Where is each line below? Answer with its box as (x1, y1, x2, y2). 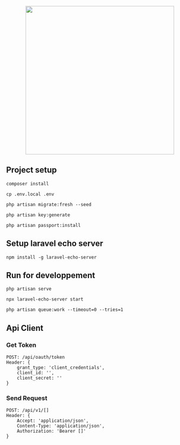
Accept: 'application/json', (17, 418, 89, 424)
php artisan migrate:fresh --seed (6, 201, 92, 207)
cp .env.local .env (6, 191, 55, 197)
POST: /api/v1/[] (6, 408, 49, 414)
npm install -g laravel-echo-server (6, 254, 97, 260)
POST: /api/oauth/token (6, 354, 65, 361)
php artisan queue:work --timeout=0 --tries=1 (6, 307, 124, 313)
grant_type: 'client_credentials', (17, 365, 105, 371)
